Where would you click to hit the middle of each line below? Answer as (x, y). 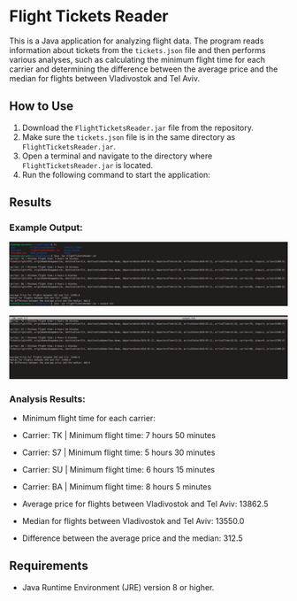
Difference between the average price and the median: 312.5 (132, 538)
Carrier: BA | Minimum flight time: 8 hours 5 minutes (117, 487)
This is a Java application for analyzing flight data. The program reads (137, 41)
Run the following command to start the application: (116, 174)
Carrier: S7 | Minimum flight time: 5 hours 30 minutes (118, 452)
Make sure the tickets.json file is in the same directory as (129, 137)
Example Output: (46, 227)
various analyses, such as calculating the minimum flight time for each (137, 59)
